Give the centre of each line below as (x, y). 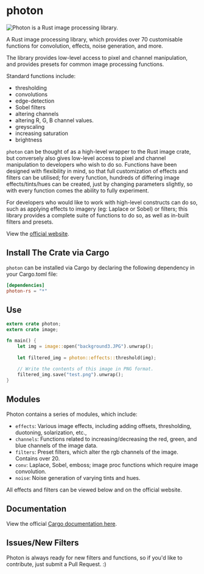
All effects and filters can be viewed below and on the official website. (94, 490)
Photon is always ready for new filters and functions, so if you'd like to (94, 558)
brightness (29, 140)
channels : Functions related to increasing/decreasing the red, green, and (106, 439)
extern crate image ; (33, 330)
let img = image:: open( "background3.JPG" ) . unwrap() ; (86, 346)
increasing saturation (42, 133)
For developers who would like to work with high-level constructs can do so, (102, 202)
